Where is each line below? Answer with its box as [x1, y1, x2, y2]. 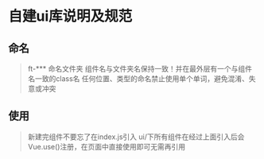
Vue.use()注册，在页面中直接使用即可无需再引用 [27, 142, 185, 151]
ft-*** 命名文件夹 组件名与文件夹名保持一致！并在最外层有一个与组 [27, 64, 246, 73]
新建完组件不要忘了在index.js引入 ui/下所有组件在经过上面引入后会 [27, 132, 245, 142]
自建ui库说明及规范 [8, 7, 133, 25]
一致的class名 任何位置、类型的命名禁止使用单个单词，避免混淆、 [34, 74, 249, 83]
